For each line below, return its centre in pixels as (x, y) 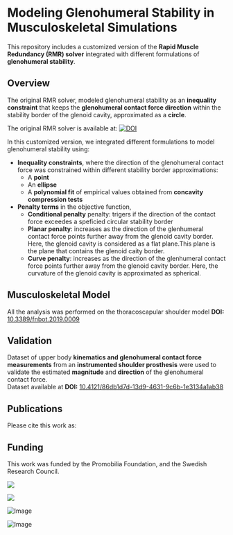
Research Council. (33, 471)
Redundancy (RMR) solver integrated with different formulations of (103, 54)
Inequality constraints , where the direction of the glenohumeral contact (120, 162)
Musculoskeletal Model (59, 295)
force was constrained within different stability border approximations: (118, 170)
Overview (29, 84)
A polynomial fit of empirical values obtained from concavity (115, 192)
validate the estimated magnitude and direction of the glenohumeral (105, 372)
